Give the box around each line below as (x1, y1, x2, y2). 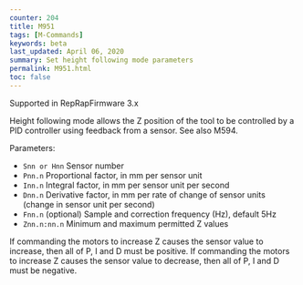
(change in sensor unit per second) (22, 198, 155, 209)
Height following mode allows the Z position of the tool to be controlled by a (9, 115, 295, 126)
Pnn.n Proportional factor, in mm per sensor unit (22, 169, 203, 180)
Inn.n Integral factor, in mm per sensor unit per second (22, 179, 230, 190)
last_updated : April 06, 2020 (9, 47, 125, 56)
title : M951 (9, 22, 55, 31)
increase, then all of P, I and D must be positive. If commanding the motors (9, 245, 290, 256)
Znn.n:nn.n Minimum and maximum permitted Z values (22, 218, 229, 229)
